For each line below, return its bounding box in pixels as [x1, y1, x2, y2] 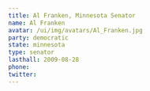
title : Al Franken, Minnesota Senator [8, 11, 136, 20]
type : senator [8, 48, 55, 56]
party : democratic [8, 33, 69, 42]
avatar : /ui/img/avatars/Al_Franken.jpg [8, 26, 144, 34]
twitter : [8, 70, 37, 78]
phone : [8, 63, 30, 71]
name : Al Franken [8, 19, 66, 27]
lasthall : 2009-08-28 [8, 56, 80, 64]
